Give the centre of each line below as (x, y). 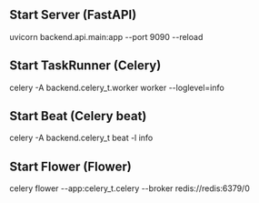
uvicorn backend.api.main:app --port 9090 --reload (106, 36)
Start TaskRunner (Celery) (85, 66)
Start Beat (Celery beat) (78, 116)
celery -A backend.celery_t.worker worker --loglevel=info (117, 87)
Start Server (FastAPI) (73, 15)
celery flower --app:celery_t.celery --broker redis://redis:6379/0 (129, 188)
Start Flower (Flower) (70, 166)
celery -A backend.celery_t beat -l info (81, 138)
